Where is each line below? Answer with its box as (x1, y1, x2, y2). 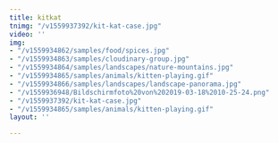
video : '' (9, 29, 46, 38)
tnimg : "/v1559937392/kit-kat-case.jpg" (9, 21, 163, 30)
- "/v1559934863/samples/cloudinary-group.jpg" (9, 55, 190, 63)
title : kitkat (9, 13, 63, 22)
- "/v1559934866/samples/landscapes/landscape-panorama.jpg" (9, 80, 242, 88)
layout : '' (9, 113, 50, 122)
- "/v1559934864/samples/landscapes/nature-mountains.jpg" (9, 63, 234, 72)
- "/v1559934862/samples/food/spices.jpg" (9, 46, 170, 55)
